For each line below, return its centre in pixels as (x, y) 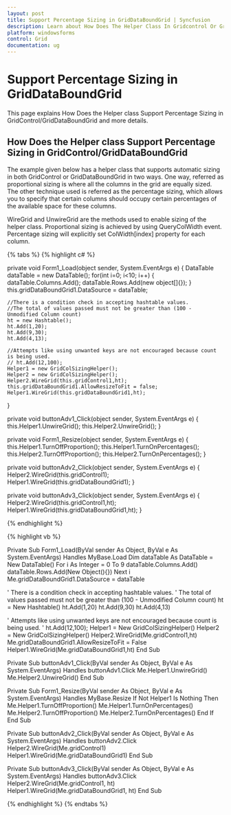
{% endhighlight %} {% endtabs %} (57, 804)
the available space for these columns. (62, 206)
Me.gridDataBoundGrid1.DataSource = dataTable (76, 579)
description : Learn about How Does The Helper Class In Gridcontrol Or (112, 26)
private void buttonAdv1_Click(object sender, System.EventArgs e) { (103, 419)
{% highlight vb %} (34, 536)
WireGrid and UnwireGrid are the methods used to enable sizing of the (107, 219)
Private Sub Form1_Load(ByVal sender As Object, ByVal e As (93, 550)
